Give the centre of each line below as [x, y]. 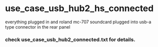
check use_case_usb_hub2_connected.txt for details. [70, 39]
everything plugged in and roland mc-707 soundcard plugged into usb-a [78, 22]
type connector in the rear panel [38, 27]
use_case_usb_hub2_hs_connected [79, 8]
